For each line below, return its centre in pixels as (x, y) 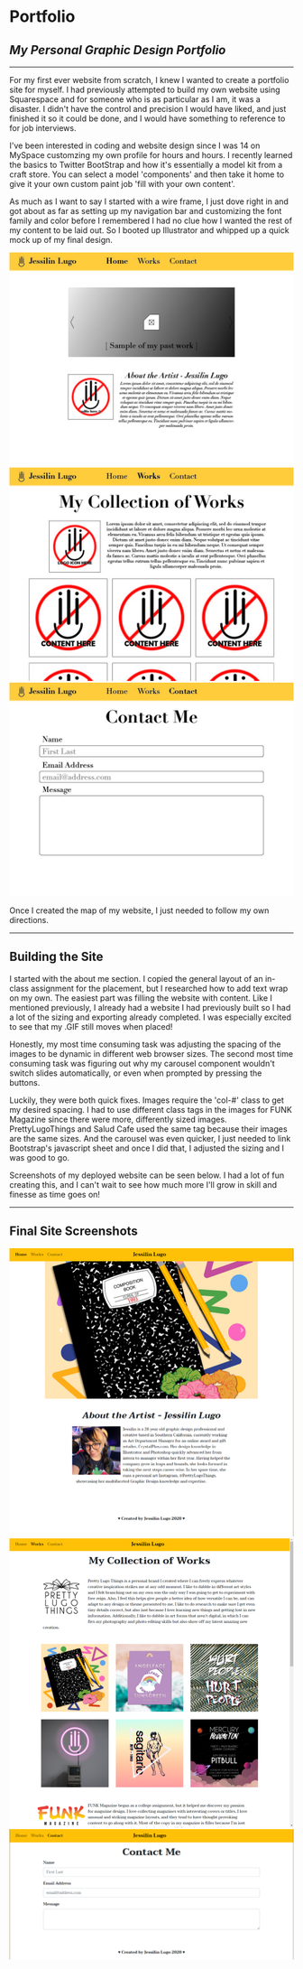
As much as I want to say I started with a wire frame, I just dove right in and (149, 201)
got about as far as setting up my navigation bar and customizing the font (146, 211)
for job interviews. (43, 128)
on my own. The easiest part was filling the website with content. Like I (141, 998)
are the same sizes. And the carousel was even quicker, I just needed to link (150, 1138)
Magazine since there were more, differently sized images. (118, 1119)
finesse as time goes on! (55, 1194)
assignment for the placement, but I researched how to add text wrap (159, 988)
